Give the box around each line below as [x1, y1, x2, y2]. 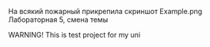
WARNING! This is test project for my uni [8, 31, 141, 39]
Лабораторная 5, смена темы [8, 15, 109, 24]
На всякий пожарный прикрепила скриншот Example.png [8, 7, 203, 16]
